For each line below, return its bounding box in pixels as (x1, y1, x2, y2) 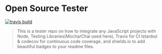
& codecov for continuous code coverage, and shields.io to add (17, 38, 145, 44)
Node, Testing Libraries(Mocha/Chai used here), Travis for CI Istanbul (17, 33, 158, 39)
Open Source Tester (5, 3, 88, 14)
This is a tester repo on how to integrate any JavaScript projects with (17, 28, 156, 34)
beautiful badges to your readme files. (17, 43, 94, 49)
